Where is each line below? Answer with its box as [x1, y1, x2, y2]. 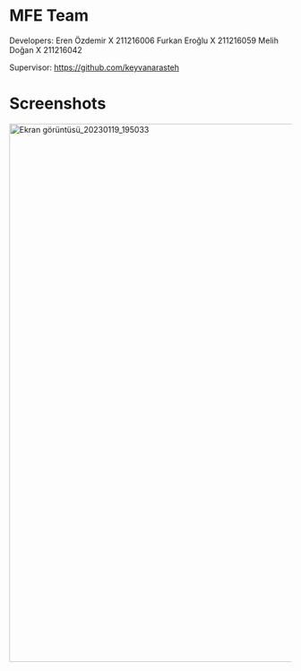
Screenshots [9, 93, 107, 114]
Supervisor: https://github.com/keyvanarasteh [9, 62, 180, 73]
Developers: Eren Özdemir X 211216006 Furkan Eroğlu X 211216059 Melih [9, 35, 279, 46]
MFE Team [9, 5, 90, 26]
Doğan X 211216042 [9, 44, 82, 55]
